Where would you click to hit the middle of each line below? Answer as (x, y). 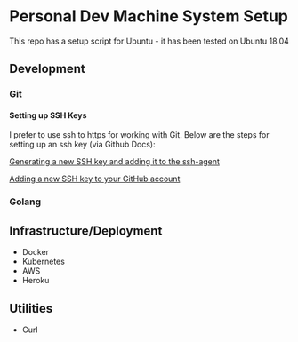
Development (48, 69)
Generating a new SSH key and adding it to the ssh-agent (115, 162)
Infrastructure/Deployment (86, 231)
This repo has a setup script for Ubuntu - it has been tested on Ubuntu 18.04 (149, 41)
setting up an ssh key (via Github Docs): (82, 145)
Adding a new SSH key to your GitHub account (95, 179)
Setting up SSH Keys (48, 115)
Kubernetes (43, 262)
